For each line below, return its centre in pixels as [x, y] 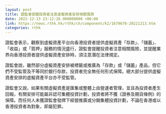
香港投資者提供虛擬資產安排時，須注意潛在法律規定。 [68, 55]
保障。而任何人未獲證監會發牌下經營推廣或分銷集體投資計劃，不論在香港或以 [83, 100]
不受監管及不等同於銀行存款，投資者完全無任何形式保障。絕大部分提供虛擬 [85, 71]
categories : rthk [23, 28]
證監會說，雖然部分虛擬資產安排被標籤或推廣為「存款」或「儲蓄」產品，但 [81, 65]
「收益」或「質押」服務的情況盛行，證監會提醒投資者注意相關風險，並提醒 [81, 49]
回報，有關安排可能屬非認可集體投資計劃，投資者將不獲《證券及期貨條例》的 [83, 94]
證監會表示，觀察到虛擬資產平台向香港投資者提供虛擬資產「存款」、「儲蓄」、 [82, 43]
